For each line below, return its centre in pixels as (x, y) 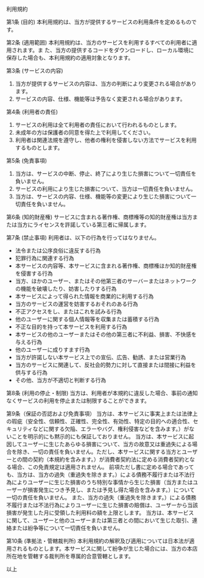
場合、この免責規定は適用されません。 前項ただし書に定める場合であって (103, 467)
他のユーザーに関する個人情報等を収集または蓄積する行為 (87, 319)
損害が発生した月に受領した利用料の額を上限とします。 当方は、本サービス (100, 513)
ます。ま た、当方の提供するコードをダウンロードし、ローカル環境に (108, 50)
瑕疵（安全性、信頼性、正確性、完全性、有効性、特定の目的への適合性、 (102, 421)
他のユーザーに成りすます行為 (52, 350)
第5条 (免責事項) (27, 161)
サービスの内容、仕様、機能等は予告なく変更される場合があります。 (100, 99)
